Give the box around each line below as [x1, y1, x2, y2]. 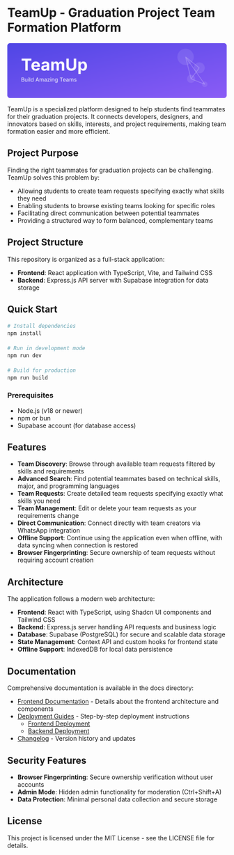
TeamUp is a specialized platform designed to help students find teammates [7, 104, 226, 113]
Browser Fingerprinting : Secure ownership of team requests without [17, 549, 216, 557]
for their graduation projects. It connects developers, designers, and [7, 112, 203, 120]
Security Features [7, 754, 87, 767]
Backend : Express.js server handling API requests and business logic [17, 623, 217, 632]
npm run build [7, 374, 49, 381]
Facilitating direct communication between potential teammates [17, 209, 200, 217]
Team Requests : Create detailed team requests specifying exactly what [17, 489, 224, 498]
